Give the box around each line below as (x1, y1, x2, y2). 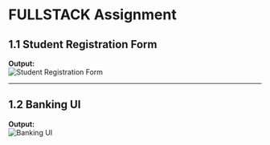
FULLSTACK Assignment (8, 6, 177, 24)
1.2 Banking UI (8, 98, 81, 111)
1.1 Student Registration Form (8, 38, 157, 51)
